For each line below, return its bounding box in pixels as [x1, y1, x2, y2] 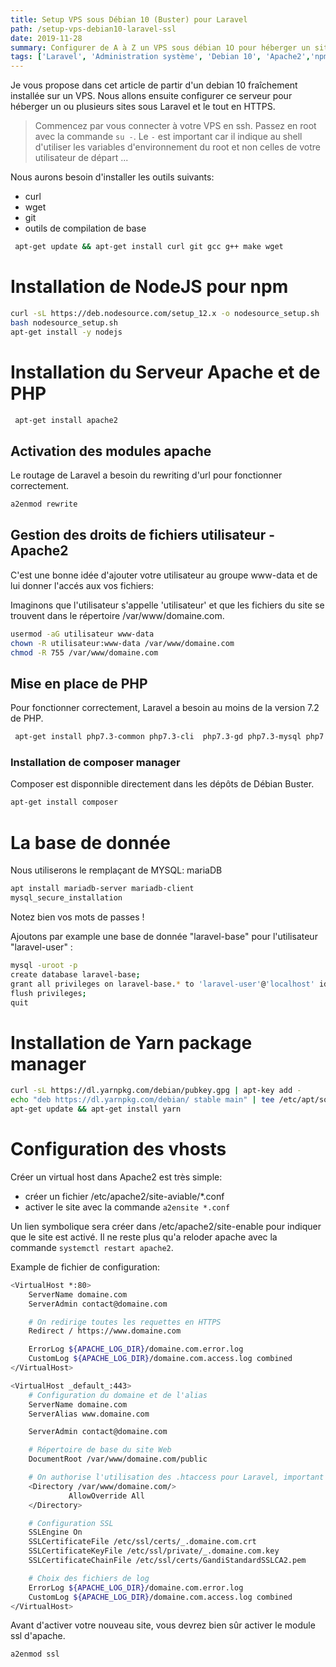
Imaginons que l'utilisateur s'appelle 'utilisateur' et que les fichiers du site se [10, 599, 325, 611]
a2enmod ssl [10, 1649, 60, 1660]
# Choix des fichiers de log [28, 1573, 150, 1583]
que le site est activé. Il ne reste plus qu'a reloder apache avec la [10, 1231, 278, 1243]
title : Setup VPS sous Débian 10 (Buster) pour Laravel [10, 14, 248, 25]
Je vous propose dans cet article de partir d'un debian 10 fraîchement [10, 79, 298, 91]
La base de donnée [10, 831, 171, 854]
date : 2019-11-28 [10, 33, 83, 43]
